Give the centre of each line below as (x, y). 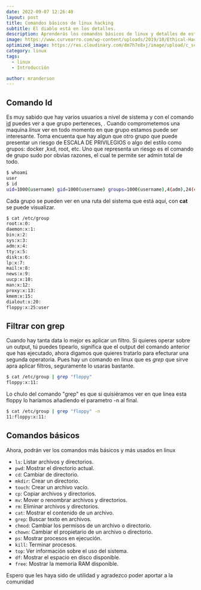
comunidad (20, 582)
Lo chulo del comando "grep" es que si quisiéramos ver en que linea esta (97, 394)
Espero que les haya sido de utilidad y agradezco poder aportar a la (90, 575)
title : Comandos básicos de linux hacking (60, 23)
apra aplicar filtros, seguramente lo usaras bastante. (71, 366)
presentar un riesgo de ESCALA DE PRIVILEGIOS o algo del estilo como (94, 143)
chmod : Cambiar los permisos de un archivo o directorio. (83, 525)
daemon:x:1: (21, 229)
